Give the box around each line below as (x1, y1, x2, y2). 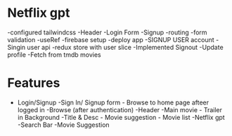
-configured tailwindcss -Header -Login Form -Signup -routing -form (7, 28, 207, 36)
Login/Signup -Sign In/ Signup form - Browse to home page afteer (17, 98, 210, 107)
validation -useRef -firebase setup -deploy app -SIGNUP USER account (7, 35, 214, 43)
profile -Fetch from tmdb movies (7, 50, 101, 59)
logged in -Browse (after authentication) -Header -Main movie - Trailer (17, 105, 223, 114)
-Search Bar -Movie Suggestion (17, 121, 110, 129)
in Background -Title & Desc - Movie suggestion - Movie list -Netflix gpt (17, 113, 225, 121)
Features (7, 75, 60, 91)
